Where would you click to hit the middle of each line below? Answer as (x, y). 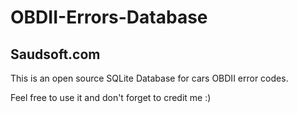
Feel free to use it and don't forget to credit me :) (111, 97)
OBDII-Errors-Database (109, 17)
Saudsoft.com (55, 54)
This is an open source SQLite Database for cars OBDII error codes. (149, 78)
